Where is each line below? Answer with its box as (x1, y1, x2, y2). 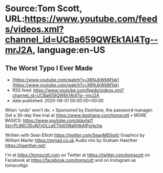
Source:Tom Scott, (5, 3, 82, 14)
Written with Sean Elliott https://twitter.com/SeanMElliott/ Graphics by (5, 132, 145, 138)
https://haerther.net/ (5, 143, 46, 148)
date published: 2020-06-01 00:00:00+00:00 (12, 98, 104, 103)
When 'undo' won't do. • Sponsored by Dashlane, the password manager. (5, 107, 154, 113)
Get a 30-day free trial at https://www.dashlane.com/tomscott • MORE (5, 112, 147, 118)
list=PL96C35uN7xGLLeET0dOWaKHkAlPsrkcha (5, 123, 102, 129)
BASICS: (5, 118, 22, 123)
